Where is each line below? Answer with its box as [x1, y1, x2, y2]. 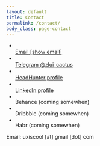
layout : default [6, 8, 47, 15]
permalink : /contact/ [6, 20, 61, 26]
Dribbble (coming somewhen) [14, 110, 89, 117]
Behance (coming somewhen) [14, 99, 90, 106]
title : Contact [6, 14, 45, 20]
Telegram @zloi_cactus [14, 61, 73, 68]
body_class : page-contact [6, 25, 71, 32]
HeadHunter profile [14, 74, 63, 81]
